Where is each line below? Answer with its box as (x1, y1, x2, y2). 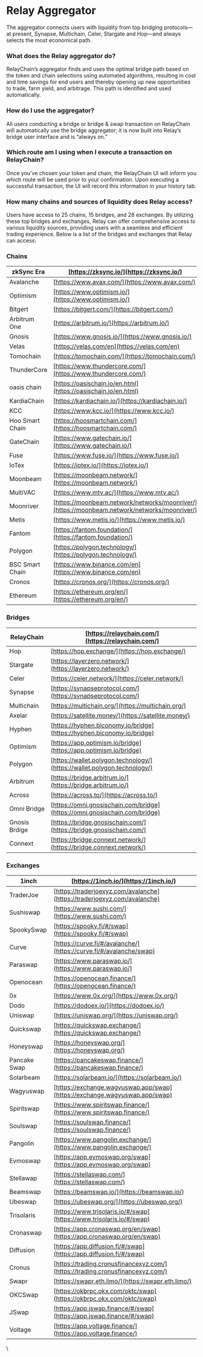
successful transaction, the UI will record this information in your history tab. (6, 182, 196, 190)
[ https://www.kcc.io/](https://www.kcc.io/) (53, 406, 175, 415)
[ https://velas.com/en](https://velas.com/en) (53, 342, 180, 351)
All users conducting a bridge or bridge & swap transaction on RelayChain (6, 120, 190, 127)
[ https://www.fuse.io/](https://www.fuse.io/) (53, 451, 179, 460)
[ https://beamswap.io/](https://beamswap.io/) (53, 1188, 184, 1196)
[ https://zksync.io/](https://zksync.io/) (68, 268, 182, 276)
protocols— (164, 24, 193, 31)
